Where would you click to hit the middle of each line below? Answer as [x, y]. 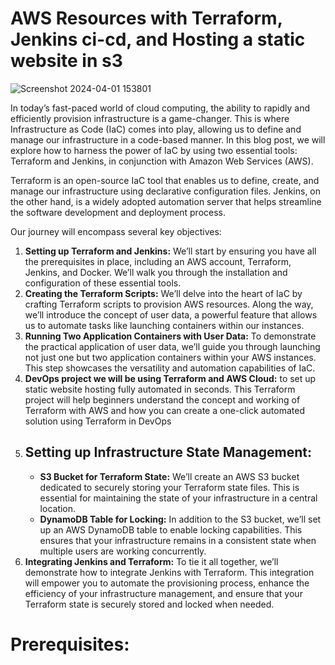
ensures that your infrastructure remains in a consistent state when [178, 540]
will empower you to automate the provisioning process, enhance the [167, 583]
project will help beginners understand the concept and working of [162, 399]
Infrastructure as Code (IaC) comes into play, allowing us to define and [156, 129]
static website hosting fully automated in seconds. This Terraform [160, 389]
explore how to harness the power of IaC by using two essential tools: [154, 150]
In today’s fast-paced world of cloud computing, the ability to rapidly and [160, 108]
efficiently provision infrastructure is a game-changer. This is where [150, 118]
